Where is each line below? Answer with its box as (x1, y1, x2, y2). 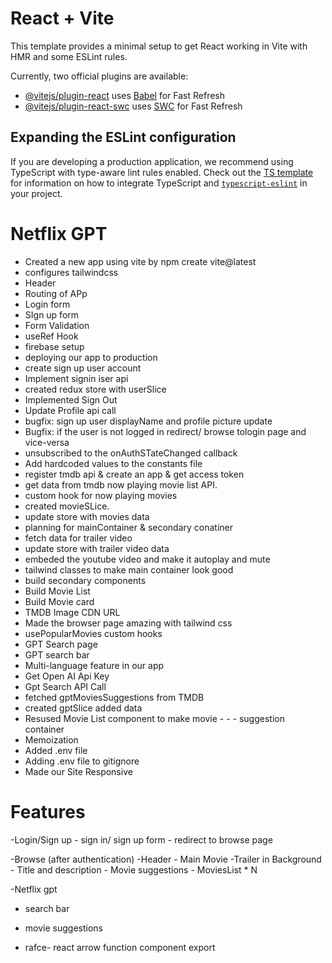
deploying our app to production (24, 351, 158, 363)
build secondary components (24, 574, 147, 586)
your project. (10, 187, 63, 199)
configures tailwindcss (24, 266, 119, 278)
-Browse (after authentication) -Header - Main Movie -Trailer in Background (10, 853, 322, 865)
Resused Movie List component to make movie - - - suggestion (24, 712, 285, 724)
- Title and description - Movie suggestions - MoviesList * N (10, 863, 258, 876)
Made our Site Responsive (24, 765, 133, 777)
